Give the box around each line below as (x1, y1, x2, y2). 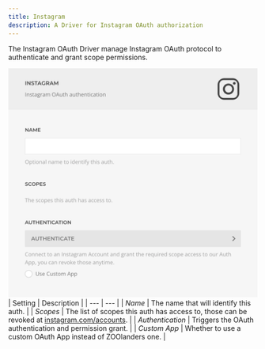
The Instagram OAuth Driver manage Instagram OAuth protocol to (8, 44, 222, 53)
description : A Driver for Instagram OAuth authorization (8, 21, 203, 29)
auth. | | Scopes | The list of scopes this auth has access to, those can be (8, 307, 248, 317)
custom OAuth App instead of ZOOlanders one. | (8, 332, 166, 342)
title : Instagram (8, 13, 66, 21)
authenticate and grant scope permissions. (8, 52, 148, 62)
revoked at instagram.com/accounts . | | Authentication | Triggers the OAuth (8, 315, 255, 324)
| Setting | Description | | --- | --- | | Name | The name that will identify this (8, 298, 252, 308)
